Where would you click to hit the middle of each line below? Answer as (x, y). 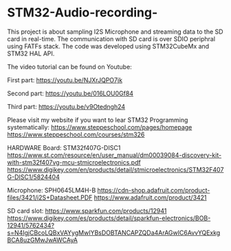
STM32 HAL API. (31, 53)
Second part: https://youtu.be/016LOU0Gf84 (70, 93)
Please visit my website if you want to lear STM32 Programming (98, 120)
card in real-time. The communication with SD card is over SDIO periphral (111, 38)
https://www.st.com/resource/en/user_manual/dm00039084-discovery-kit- (114, 155)
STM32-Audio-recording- (82, 13)
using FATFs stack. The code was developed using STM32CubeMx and (108, 46)
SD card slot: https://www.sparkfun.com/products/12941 (87, 211)
